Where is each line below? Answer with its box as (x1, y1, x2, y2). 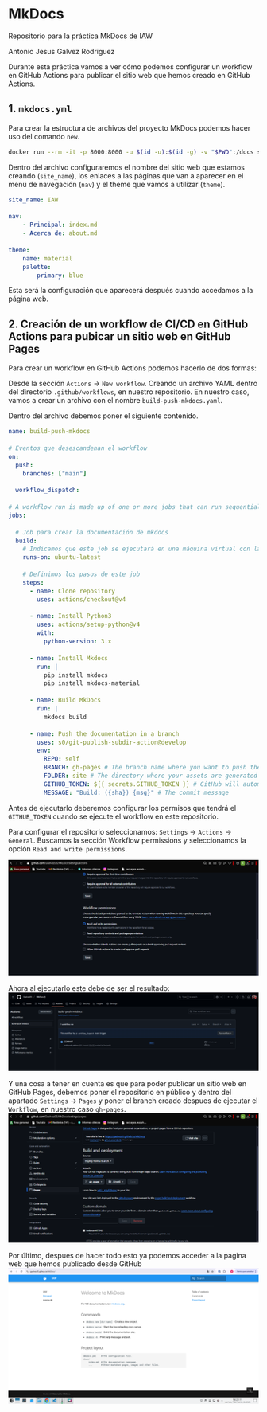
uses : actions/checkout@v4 (37, 595, 126, 604)
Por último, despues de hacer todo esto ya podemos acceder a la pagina (8, 1251, 246, 1261)
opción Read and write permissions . (8, 843, 128, 853)
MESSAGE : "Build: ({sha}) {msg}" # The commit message (43, 788, 229, 796)
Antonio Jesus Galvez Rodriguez (8, 46, 115, 56)
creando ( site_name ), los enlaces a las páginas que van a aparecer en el (8, 170, 244, 180)
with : (37, 629, 56, 637)
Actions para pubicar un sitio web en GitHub (8, 330, 232, 343)
